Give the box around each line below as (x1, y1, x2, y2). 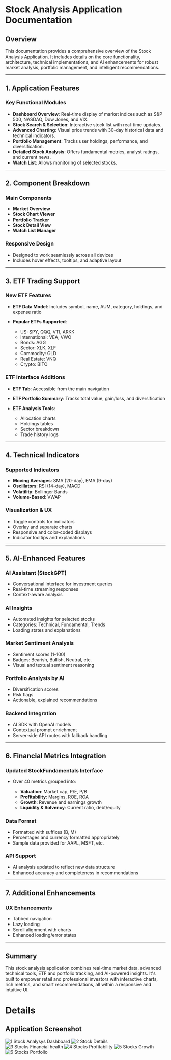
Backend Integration (5, 710, 57, 717)
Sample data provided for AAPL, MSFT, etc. (12, 839, 104, 846)
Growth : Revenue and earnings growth (20, 799, 102, 805)
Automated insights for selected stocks (12, 616, 95, 622)
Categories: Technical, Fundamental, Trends (12, 621, 106, 628)
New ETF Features (5, 292, 51, 299)
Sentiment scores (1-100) (12, 651, 66, 657)
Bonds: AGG (20, 340, 46, 346)
